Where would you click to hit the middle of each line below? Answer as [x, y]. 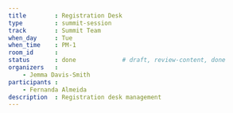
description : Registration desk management [85, 97]
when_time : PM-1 [43, 45]
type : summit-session [60, 23]
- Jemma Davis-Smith [56, 75]
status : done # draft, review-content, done [117, 60]
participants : [33, 82]
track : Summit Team [55, 30]
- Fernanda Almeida [55, 90]
